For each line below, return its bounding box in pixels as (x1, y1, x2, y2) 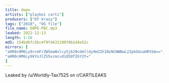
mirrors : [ (5, 44, 28, 49)
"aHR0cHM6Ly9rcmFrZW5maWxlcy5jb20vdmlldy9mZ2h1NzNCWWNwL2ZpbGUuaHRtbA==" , (5, 49, 165, 54)
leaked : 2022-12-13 (5, 30, 46, 35)
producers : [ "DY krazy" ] (5, 16, 57, 21)
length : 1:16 (5, 35, 33, 40)
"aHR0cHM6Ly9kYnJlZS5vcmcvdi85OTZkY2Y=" (5, 53, 92, 59)
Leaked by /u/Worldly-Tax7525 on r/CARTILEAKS (5, 72, 107, 78)
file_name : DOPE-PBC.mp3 (5, 26, 57, 31)
